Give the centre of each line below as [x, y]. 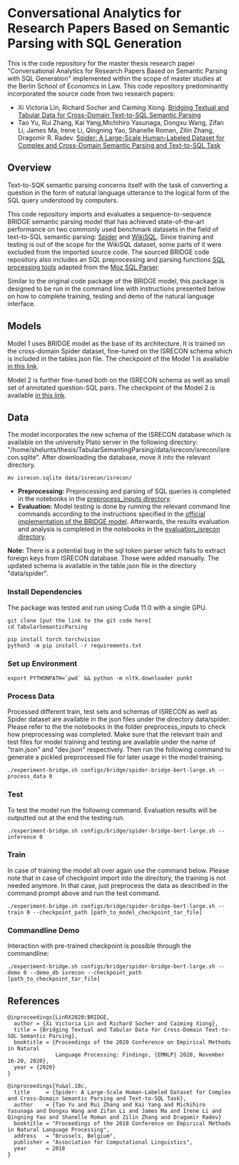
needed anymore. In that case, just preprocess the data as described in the [118, 885]
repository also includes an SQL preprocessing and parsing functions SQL [116, 259]
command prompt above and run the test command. [84, 893]
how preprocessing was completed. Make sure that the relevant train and [115, 735]
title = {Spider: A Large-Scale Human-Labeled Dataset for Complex [123, 1092]
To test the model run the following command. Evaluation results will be [112, 810]
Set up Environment [42, 663]
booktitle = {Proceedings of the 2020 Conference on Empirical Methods [123, 1042]
